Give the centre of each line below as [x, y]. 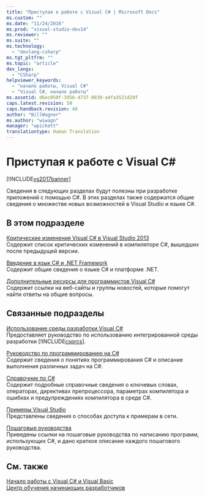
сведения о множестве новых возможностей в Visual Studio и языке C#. [101, 203]
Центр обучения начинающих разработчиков [66, 488]
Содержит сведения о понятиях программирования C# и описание [95, 360]
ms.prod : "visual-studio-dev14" [47, 29]
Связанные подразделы [55, 313]
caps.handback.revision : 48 [42, 109]
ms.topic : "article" [33, 63]
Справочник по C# [31, 378]
